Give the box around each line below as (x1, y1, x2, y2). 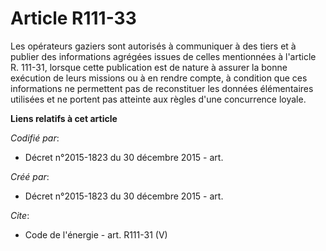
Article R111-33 (10, 7, 137, 30)
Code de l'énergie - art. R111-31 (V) (24, 228, 168, 241)
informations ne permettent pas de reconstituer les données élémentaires (10, 82, 314, 94)
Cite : (10, 209, 30, 221)
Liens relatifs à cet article (10, 112, 118, 124)
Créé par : (10, 170, 50, 182)
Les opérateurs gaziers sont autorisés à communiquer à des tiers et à (10, 40, 297, 52)
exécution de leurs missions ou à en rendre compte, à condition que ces (10, 72, 308, 84)
